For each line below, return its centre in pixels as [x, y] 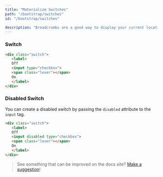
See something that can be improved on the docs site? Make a [79, 164]
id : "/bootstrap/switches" [32, 18]
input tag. [15, 114]
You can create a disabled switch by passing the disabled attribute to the [78, 109]
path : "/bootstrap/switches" [34, 14]
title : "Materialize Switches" [37, 9]
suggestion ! [29, 169]
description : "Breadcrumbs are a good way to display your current [75, 27]
